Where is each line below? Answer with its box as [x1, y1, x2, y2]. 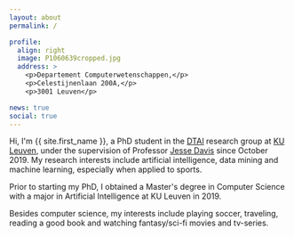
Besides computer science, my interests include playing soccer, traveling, [9, 208, 279, 219]
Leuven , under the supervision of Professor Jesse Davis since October [9, 145, 268, 156]
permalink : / [9, 21, 58, 30]
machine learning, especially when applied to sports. [9, 164, 203, 175]
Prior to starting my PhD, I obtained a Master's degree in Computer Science [9, 182, 286, 192]
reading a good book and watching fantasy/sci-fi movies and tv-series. [9, 217, 269, 228]
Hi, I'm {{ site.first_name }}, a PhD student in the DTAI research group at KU [9, 135, 285, 147]
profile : [9, 37, 42, 46]
